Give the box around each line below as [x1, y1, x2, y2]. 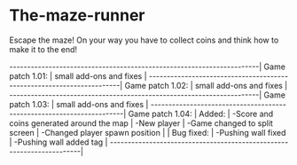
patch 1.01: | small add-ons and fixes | [9, 70, 148, 81]
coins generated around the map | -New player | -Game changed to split [9, 117, 273, 129]
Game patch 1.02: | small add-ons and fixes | [124, 80, 288, 90]
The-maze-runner [9, 5, 145, 26]
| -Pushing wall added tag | [9, 137, 108, 147]
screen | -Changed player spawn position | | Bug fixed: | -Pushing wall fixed [9, 127, 286, 137]
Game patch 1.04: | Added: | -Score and [128, 108, 274, 119]
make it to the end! [9, 43, 78, 54]
